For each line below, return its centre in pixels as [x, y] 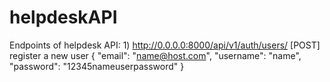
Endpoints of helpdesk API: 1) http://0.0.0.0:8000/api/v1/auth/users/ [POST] [165, 45]
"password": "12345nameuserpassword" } [97, 66]
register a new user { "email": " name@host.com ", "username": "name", [155, 55]
